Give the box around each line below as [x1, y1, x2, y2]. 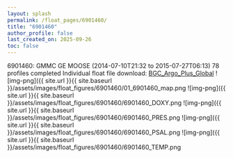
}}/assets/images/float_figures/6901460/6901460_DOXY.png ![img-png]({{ [7, 99, 222, 106]
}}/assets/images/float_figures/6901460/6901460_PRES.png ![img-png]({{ [7, 113, 220, 122]
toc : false [7, 42, 39, 49]
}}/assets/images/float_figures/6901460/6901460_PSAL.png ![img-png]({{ [7, 128, 220, 136]
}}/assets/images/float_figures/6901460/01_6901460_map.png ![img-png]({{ [7, 84, 226, 92]
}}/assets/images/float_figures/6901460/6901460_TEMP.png [7, 143, 182, 151]
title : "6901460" [7, 23, 58, 30]
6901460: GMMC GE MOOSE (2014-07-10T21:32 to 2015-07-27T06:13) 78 [7, 62, 220, 70]
